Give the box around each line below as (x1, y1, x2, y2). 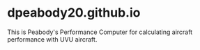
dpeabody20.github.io (7, 5, 141, 21)
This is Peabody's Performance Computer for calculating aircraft (7, 28, 193, 36)
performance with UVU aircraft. (7, 35, 98, 43)
